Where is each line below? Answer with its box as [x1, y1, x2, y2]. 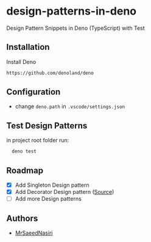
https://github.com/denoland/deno [6, 70, 94, 76]
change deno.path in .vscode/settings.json [15, 103, 125, 110]
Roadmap [6, 165, 44, 176]
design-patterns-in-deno [6, 4, 137, 18]
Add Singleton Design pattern [15, 181, 90, 188]
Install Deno [6, 58, 37, 65]
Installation [6, 42, 50, 52]
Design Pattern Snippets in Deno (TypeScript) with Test [6, 24, 145, 32]
